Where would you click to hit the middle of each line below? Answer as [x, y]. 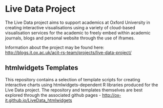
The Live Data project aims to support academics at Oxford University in [78, 22]
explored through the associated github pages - [53, 95]
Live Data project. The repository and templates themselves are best [74, 90]
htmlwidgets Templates [42, 68]
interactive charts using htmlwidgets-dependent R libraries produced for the [82, 85]
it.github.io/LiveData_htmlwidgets [39, 100]
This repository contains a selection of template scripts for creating [73, 79]
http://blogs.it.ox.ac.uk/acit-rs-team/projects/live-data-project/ [68, 53]
